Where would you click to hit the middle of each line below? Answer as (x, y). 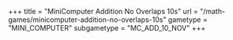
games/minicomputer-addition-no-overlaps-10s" (87, 20)
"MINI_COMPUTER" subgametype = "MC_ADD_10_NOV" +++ (107, 28)
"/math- (213, 11)
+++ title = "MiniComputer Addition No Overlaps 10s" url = (103, 11)
